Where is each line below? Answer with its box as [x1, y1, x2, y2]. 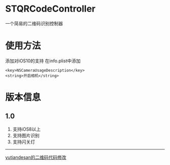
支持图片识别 [12, 132, 39, 138]
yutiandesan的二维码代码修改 [5, 154, 67, 160]
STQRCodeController [5, 3, 96, 15]
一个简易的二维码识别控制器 [5, 20, 63, 26]
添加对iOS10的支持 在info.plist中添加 [5, 58, 81, 64]
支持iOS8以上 [12, 126, 41, 132]
